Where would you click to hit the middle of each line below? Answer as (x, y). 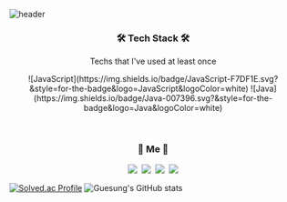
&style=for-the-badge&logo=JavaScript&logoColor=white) (139, 89)
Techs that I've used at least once (153, 61)
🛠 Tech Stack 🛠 (153, 38)
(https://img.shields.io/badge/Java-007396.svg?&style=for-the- (153, 98)
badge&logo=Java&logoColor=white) (153, 108)
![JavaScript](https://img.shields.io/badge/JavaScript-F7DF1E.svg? (153, 79)
